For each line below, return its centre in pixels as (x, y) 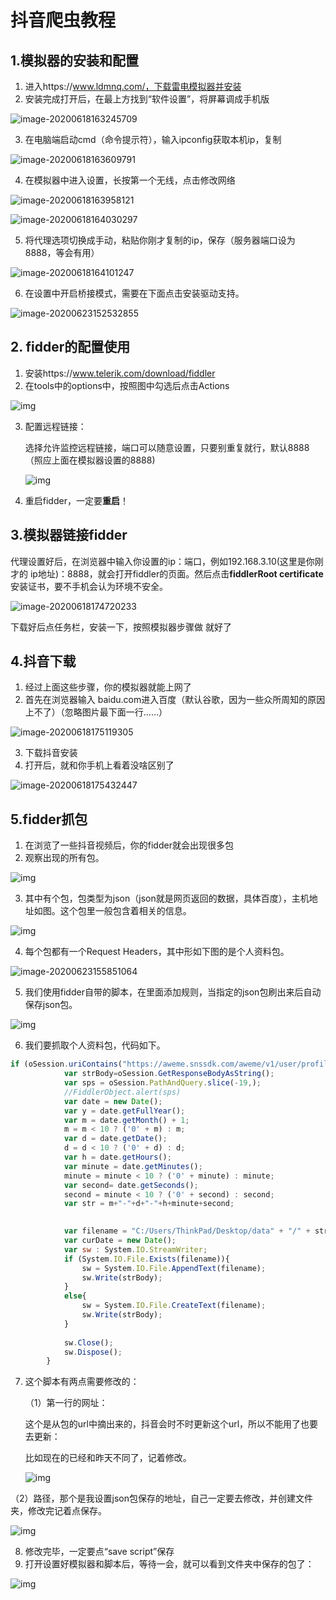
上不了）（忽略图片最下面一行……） (96, 712)
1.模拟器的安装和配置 (75, 60)
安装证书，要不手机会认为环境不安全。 (89, 586)
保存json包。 (51, 1005)
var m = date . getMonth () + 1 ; (126, 1120)
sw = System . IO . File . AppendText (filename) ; (174, 1268)
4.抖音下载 (43, 661)
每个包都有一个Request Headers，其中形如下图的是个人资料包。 (157, 952)
